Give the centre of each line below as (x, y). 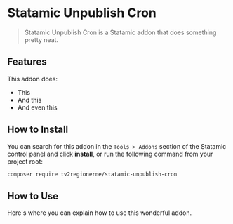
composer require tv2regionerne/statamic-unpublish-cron (92, 174)
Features (27, 62)
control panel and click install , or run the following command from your (110, 154)
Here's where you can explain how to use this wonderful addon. (99, 213)
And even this (37, 107)
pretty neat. (41, 39)
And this (29, 100)
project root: (25, 161)
